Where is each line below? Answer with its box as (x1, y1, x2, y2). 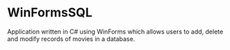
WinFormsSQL (7, 5, 92, 21)
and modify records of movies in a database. (7, 34, 135, 42)
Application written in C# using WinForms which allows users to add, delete (7, 27, 224, 36)
